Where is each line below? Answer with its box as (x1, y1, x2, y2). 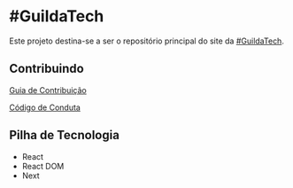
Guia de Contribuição (9, 84, 87, 95)
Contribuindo (9, 61, 84, 76)
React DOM (21, 161, 65, 171)
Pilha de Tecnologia (9, 128, 120, 143)
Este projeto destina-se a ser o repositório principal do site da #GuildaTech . (9, 35, 285, 46)
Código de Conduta (9, 102, 81, 113)
